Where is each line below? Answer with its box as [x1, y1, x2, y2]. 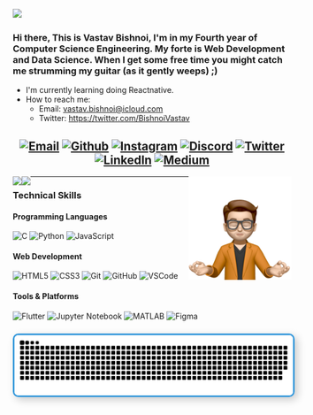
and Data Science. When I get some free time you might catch [12, 53, 284, 65]
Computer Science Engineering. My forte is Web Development [12, 42, 286, 55]
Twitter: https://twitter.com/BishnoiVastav [38, 113, 191, 124]
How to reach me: [25, 94, 91, 105]
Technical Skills [12, 189, 82, 202]
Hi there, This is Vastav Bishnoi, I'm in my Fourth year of [12, 31, 258, 43]
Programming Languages [12, 211, 108, 221]
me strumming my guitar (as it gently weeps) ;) [12, 65, 218, 77]
